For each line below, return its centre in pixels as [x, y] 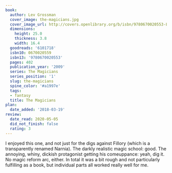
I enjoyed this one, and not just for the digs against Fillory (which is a [78, 143]
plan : [11, 105]
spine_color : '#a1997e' [35, 86]
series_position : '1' [33, 77]
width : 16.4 [27, 43]
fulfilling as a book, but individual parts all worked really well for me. [77, 165]
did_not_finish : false [34, 124]
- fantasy [20, 95]
